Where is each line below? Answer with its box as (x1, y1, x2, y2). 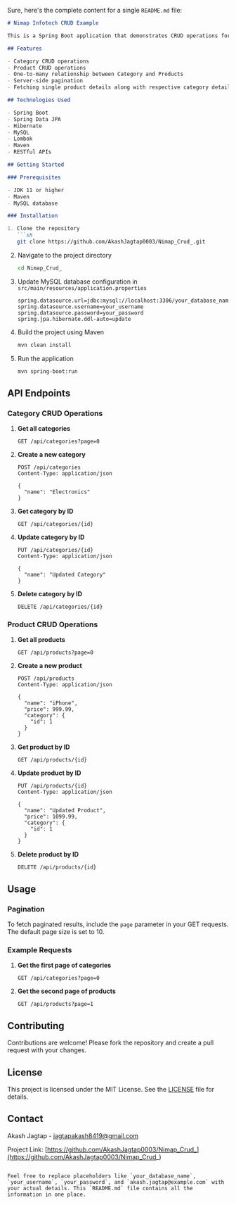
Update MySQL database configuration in (17, 277, 138, 286)
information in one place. (7, 1191, 86, 1198)
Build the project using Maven (17, 327, 104, 336)
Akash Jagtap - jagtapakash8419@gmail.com (7, 1131, 139, 1140)
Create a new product (17, 662, 82, 670)
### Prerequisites (7, 174, 61, 181)
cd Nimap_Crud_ (17, 264, 63, 272)
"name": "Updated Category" (24, 572, 107, 579)
